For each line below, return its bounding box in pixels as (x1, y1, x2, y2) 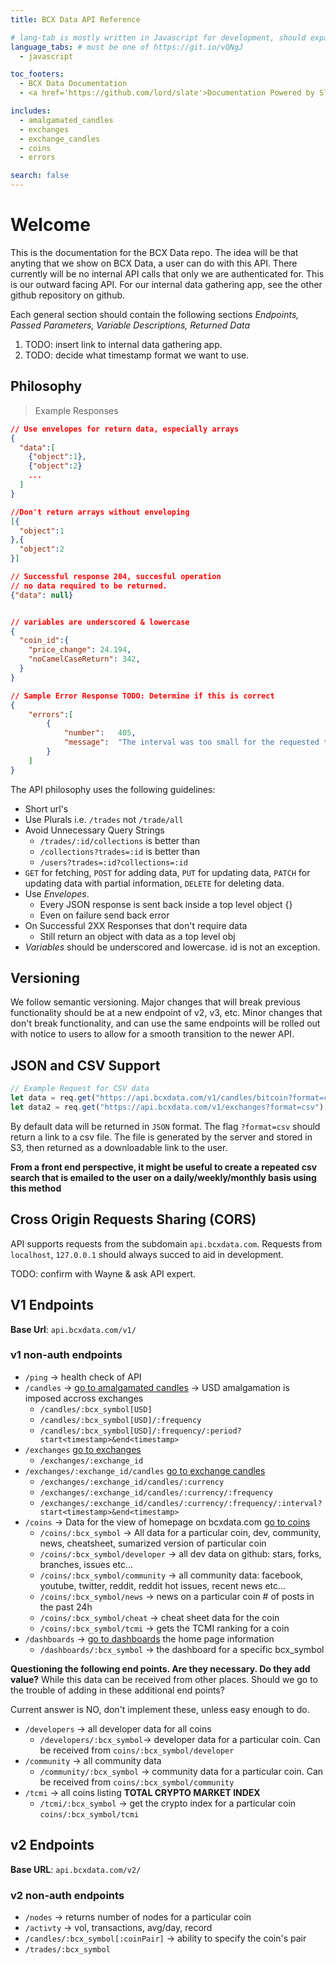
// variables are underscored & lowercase (10, 617, 190, 627)
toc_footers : (10, 69, 65, 80)
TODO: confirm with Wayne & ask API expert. (10, 1267, 197, 1280)
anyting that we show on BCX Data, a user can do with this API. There (10, 257, 298, 269)
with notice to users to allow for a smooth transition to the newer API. (10, 1028, 295, 1040)
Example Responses (34, 404, 119, 416)
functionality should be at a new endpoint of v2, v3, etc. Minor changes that (10, 1007, 323, 1019)
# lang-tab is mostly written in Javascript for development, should (10, 32, 307, 43)
